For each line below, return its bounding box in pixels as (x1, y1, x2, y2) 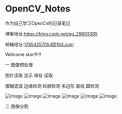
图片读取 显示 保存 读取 (5, 72, 53, 78)
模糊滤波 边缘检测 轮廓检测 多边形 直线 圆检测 (5, 83, 99, 89)
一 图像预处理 (5, 61, 33, 67)
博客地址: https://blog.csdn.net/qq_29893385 (5, 30, 98, 36)
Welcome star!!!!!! (5, 51, 41, 57)
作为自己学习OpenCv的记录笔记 (5, 20, 70, 26)
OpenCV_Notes (5, 3, 70, 14)
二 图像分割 (5, 103, 28, 109)
